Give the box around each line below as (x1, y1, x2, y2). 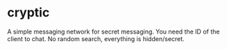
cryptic (7, 5, 50, 21)
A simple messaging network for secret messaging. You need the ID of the (7, 27, 220, 36)
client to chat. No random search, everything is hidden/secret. (7, 34, 185, 42)
